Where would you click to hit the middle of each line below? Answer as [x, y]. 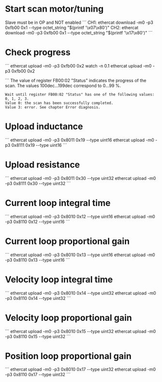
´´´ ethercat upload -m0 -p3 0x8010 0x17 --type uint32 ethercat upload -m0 [81, 369]
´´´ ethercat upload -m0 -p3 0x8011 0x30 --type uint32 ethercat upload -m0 [81, 178]
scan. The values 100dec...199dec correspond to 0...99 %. [63, 86]
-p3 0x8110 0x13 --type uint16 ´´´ [37, 260]
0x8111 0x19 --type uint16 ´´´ [39, 145]
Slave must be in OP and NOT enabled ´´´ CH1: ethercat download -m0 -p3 [79, 22]
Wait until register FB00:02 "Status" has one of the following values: [80, 94]
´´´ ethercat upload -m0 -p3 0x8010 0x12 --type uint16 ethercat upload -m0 [80, 216]
